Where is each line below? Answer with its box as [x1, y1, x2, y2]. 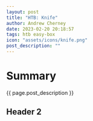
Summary [6, 69, 56, 83]
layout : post [6, 9, 39, 15]
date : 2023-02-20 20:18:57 [6, 26, 74, 32]
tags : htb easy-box [6, 32, 56, 38]
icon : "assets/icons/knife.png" [6, 37, 88, 43]
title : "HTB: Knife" [6, 15, 59, 21]
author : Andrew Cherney [6, 20, 66, 26]
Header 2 [6, 107, 42, 117]
